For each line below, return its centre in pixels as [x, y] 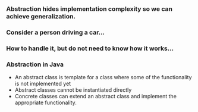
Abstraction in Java [35, 64]
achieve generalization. [41, 16]
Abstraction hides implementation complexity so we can [89, 9]
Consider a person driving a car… [56, 32]
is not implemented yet [43, 84]
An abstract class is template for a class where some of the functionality [103, 77]
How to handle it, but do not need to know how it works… [90, 48]
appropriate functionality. [46, 102]
